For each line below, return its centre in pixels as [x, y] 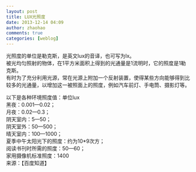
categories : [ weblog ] [32, 38]
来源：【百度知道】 [28, 163]
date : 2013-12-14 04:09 [35, 22]
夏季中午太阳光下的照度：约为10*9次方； [55, 141]
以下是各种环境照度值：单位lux [43, 97]
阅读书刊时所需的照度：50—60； [46, 148]
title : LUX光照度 [26, 17]
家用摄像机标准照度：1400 [38, 156]
